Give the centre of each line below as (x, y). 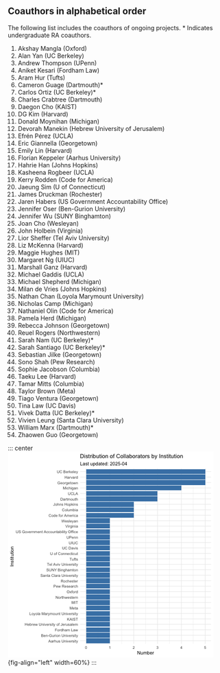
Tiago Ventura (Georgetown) (58, 398)
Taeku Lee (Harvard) (47, 376)
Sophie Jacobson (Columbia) (59, 369)
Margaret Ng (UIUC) (46, 259)
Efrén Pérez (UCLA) (46, 136)
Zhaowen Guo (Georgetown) (58, 434)
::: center (21, 448)
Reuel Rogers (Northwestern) (59, 333)
